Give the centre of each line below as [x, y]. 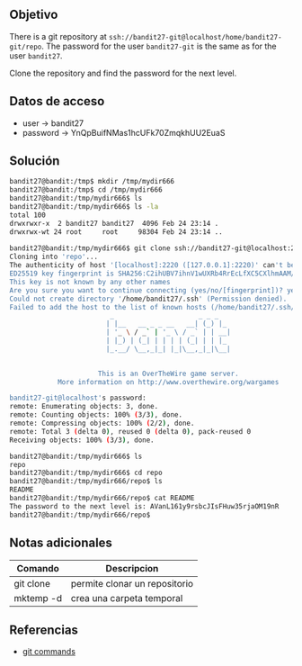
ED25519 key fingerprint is [62, 274]
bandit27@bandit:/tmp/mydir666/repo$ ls [86, 481]
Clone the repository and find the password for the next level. [123, 73]
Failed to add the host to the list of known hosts [108, 307]
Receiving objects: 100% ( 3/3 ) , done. [82, 440]
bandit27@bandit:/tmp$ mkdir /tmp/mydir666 [92, 182]
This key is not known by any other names [90, 282]
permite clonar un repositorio [132, 583]
